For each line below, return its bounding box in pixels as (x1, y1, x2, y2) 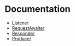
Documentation (4, 3, 71, 15)
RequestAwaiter (11, 25, 45, 31)
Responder (11, 30, 35, 36)
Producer (11, 36, 31, 42)
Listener (11, 20, 29, 26)
